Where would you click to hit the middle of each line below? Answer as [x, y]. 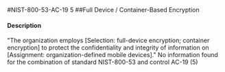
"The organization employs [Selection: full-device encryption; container [108, 41]
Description [24, 25]
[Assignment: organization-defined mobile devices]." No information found [113, 55]
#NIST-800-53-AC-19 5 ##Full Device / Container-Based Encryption [104, 10]
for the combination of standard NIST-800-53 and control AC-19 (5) [103, 62]
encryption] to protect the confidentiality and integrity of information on [108, 48]
